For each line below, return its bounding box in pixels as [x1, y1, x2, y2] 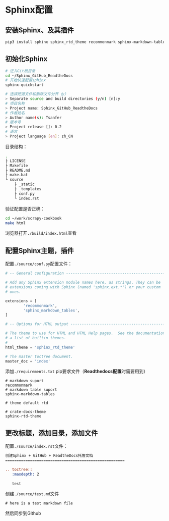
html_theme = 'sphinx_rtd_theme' [5, 345, 75, 350]
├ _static [14, 182, 35, 187]
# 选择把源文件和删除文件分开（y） [5, 91, 68, 97]
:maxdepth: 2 [12, 472, 39, 477]
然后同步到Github [5, 510, 41, 516]
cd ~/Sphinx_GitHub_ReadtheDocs [5, 73, 73, 78]
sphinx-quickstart [5, 82, 44, 88]
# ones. [5, 289, 22, 294]
